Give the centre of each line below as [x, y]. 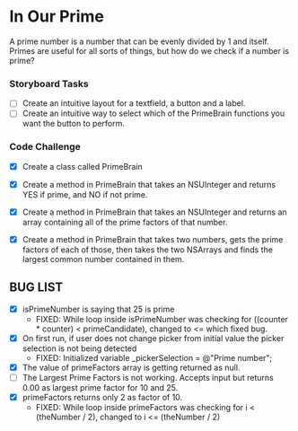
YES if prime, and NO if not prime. [85, 194]
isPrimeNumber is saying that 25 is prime [98, 309]
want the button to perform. [74, 124]
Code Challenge [45, 147]
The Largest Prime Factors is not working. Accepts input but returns [148, 377]
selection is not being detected [79, 348]
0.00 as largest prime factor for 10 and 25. [100, 387]
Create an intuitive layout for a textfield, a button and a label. [134, 103]
